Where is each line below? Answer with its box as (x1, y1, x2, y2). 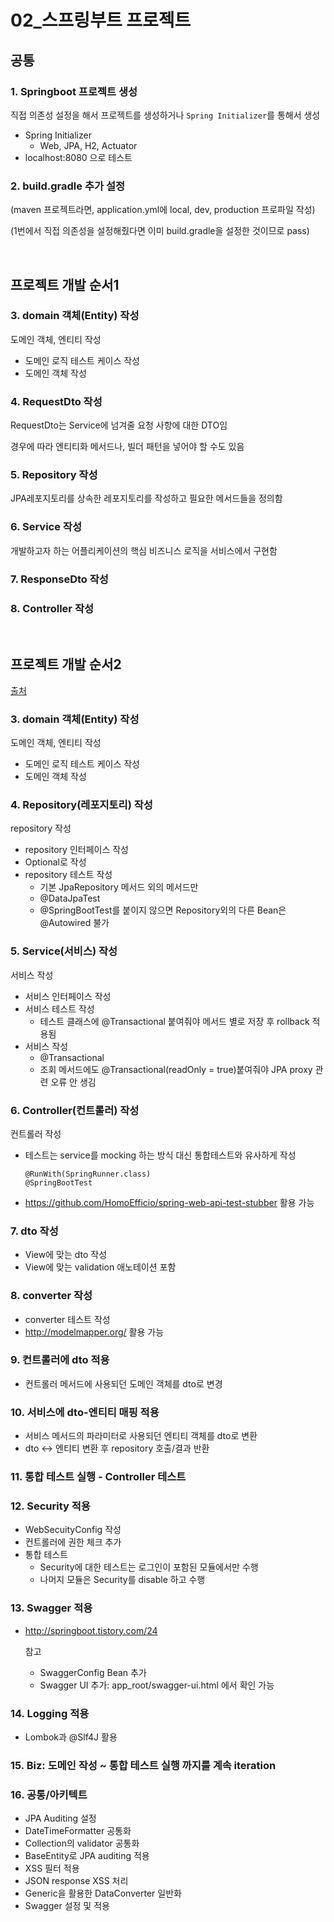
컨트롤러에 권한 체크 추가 (24, 1536, 122, 1548)
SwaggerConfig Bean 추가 (39, 1666, 147, 1678)
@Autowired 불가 (39, 917, 110, 929)
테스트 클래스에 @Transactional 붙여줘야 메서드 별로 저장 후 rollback (39, 1015, 310, 1027)
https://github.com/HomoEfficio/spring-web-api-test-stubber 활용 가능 (24, 1196, 315, 1208)
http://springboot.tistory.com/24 (24, 1624, 158, 1636)
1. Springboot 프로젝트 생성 (10, 84, 138, 98)
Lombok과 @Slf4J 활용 (24, 1731, 118, 1743)
